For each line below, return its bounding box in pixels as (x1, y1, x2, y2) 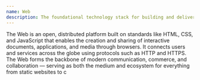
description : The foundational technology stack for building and (6, 14, 174, 20)
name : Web (6, 8, 31, 15)
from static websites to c (6, 68, 67, 75)
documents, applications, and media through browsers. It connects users (6, 43, 186, 50)
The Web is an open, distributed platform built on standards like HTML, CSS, (6, 30, 193, 37)
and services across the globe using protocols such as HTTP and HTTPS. (6, 49, 186, 56)
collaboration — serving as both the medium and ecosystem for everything (6, 62, 190, 69)
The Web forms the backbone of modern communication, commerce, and (6, 56, 187, 63)
